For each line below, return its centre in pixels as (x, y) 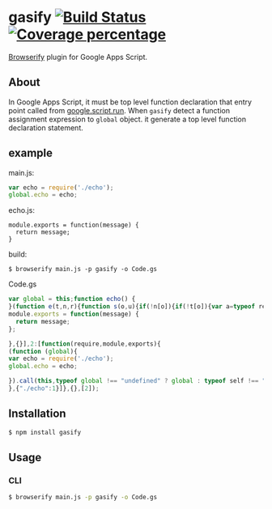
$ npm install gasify (45, 432)
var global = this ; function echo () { (72, 299)
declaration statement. (46, 127)
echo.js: (21, 210)
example (31, 153)
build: (18, 254)
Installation (37, 414)
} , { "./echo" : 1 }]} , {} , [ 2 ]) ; (54, 388)
